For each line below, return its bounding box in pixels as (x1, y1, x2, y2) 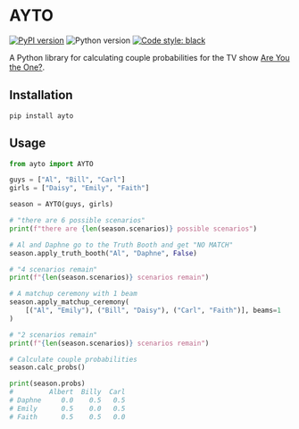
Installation (9, 88, 73, 103)
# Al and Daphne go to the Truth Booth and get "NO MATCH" (9, 240, 234, 249)
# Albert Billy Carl (9, 388, 126, 397)
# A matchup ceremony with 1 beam (9, 290, 138, 299)
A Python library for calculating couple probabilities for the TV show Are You (9, 52, 290, 63)
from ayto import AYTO (9, 159, 94, 168)
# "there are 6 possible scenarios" (9, 216, 145, 225)
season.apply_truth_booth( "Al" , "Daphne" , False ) (9, 248, 198, 257)
